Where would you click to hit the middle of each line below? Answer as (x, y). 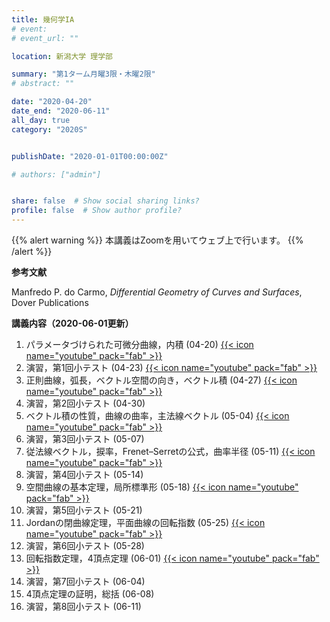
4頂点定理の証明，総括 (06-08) (90, 594)
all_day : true (41, 120)
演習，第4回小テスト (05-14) (84, 474)
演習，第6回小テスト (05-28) (85, 545)
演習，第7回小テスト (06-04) (85, 581)
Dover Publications (50, 302)
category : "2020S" (49, 129)
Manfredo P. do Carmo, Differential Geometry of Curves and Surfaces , (157, 292)
